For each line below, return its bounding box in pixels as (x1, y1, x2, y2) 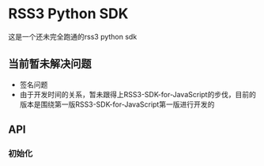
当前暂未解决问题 (8, 57, 92, 71)
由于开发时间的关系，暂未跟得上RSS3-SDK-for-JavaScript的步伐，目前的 (19, 89, 257, 99)
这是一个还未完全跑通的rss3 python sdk (8, 32, 138, 41)
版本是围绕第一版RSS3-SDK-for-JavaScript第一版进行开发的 (19, 100, 215, 109)
